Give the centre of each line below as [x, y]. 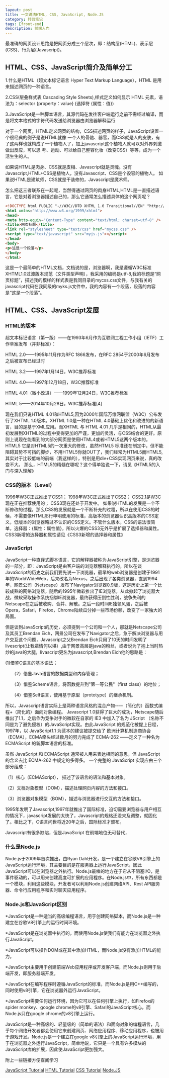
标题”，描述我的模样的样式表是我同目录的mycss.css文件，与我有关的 [81, 280]
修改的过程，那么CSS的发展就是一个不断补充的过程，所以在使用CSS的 [82, 510]
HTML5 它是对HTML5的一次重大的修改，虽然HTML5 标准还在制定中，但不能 [84, 446]
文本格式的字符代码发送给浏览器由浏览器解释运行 [65, 120]
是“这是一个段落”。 [25, 293]
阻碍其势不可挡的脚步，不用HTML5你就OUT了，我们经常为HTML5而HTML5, [84, 452]
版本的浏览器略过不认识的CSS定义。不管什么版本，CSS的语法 [82, 522]
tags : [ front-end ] [24, 24]
